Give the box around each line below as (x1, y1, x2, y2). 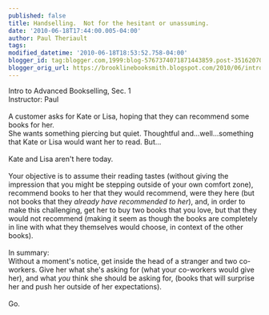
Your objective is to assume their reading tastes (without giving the (8, 171, 229, 180)
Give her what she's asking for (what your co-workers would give (38, 265, 255, 274)
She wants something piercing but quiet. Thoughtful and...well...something (8, 128, 254, 138)
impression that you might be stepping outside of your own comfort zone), (8, 180, 254, 189)
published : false (8, 11, 66, 20)
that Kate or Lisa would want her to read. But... (8, 137, 162, 147)
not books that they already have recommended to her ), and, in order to (8, 196, 246, 206)
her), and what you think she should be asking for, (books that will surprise (8, 273, 255, 283)
